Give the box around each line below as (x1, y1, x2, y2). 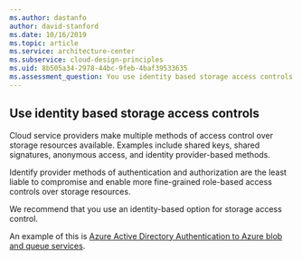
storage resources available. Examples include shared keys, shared (9, 140, 260, 150)
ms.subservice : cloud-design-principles (9, 55, 165, 64)
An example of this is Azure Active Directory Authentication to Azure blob (9, 230, 283, 241)
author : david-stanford (9, 22, 99, 31)
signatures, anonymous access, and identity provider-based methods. (9, 149, 271, 159)
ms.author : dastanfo (9, 13, 88, 23)
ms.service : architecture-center (9, 47, 136, 56)
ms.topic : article (9, 38, 79, 48)
